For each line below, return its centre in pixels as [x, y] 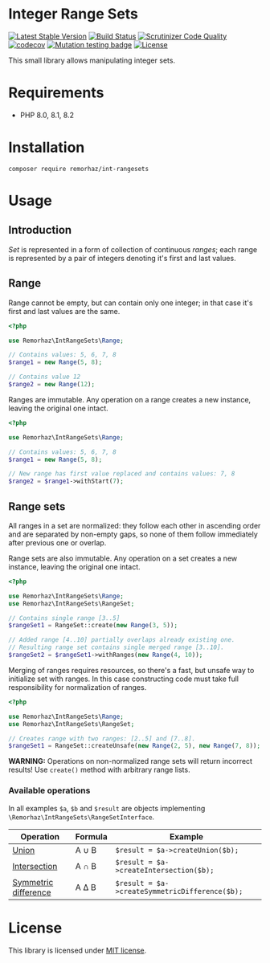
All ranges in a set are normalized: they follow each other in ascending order [135, 525]
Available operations [49, 790]
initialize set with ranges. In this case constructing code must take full [124, 679]
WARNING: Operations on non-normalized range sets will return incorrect [131, 761]
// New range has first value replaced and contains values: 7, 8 [122, 474]
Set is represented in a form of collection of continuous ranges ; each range [133, 249]
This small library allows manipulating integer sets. [92, 60]
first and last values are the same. [64, 311]
